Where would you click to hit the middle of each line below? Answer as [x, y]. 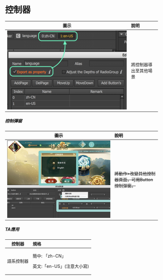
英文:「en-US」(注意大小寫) [61, 266]
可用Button [142, 180]
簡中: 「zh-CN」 [49, 256]
